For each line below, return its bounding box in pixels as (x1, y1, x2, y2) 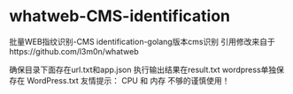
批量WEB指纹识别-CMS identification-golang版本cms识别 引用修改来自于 (9, 36, 276, 47)
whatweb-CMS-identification (9, 6, 230, 26)
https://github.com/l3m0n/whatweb (9, 46, 139, 56)
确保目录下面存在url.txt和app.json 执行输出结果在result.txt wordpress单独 (9, 64, 277, 75)
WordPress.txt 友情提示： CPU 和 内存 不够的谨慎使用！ (26, 75, 230, 85)
